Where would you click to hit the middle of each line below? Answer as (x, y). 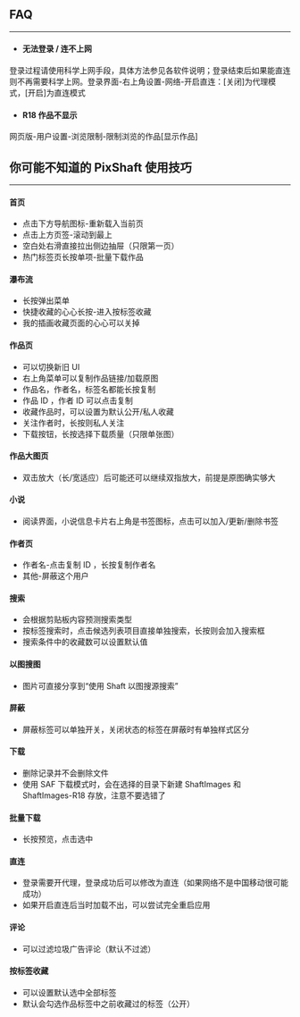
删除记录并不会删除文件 (65, 773)
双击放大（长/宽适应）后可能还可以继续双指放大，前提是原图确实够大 (149, 477)
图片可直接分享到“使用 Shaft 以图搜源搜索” (100, 685)
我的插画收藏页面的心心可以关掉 (81, 323)
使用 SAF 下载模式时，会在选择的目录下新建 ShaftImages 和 (131, 785)
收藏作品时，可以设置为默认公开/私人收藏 (98, 411)
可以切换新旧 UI (51, 366)
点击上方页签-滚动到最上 (67, 235)
